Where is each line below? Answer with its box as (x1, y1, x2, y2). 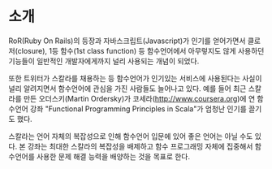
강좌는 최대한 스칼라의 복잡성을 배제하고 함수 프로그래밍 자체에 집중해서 (27, 141, 253, 151)
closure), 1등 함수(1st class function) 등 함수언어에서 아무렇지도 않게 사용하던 (17, 45, 265, 55)
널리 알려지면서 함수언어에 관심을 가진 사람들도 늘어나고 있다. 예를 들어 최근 (8, 83, 247, 93)
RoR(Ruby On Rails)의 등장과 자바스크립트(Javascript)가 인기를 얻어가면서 (8, 36, 246, 45)
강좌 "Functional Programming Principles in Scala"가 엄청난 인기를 (29, 103, 248, 114)
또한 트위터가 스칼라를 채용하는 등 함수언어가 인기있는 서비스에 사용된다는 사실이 (8, 73, 262, 83)
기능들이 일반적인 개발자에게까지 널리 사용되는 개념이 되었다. (8, 56, 200, 66)
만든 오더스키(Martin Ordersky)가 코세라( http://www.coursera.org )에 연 (23, 93, 256, 103)
